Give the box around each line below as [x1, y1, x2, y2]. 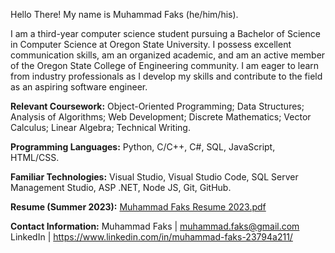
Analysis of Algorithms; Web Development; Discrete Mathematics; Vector [10, 111, 312, 123]
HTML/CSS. [10, 152, 60, 163]
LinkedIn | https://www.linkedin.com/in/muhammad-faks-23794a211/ [10, 231, 293, 243]
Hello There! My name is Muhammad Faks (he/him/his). [10, 9, 239, 20]
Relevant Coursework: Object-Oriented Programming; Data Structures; [10, 100, 305, 112]
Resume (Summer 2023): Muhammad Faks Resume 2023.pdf [10, 201, 267, 213]
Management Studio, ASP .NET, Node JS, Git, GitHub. [10, 182, 232, 193]
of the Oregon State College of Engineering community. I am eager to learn [10, 60, 320, 71]
